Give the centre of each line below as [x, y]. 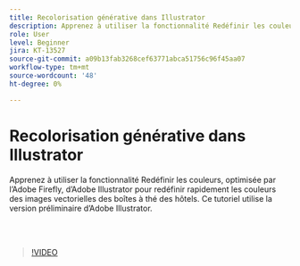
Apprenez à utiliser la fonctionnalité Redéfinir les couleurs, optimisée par [143, 179]
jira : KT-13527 [37, 51]
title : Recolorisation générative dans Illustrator [107, 17]
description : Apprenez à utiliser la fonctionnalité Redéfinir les [137, 26]
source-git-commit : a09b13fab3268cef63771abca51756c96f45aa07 [127, 59]
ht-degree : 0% [36, 84]
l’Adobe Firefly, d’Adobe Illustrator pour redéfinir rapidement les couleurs [143, 189]
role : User [29, 34]
